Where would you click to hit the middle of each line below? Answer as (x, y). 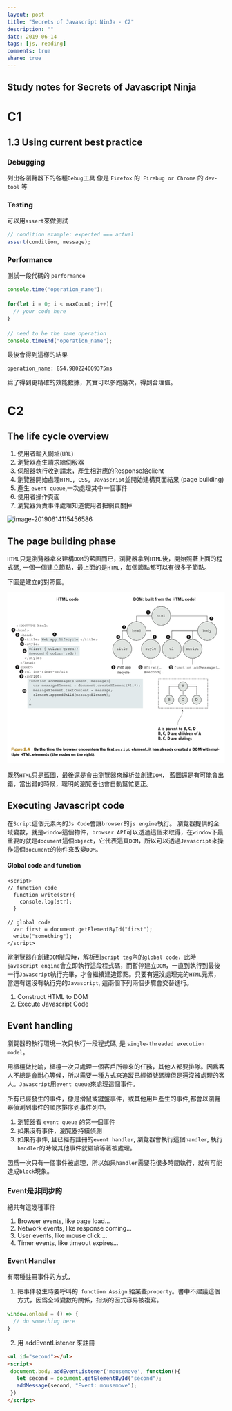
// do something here (45, 1321)
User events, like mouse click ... (62, 1235)
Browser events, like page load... (64, 1221)
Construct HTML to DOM (52, 996)
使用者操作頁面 (38, 497)
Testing (20, 205)
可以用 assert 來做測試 (38, 221)
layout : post (26, 15)
